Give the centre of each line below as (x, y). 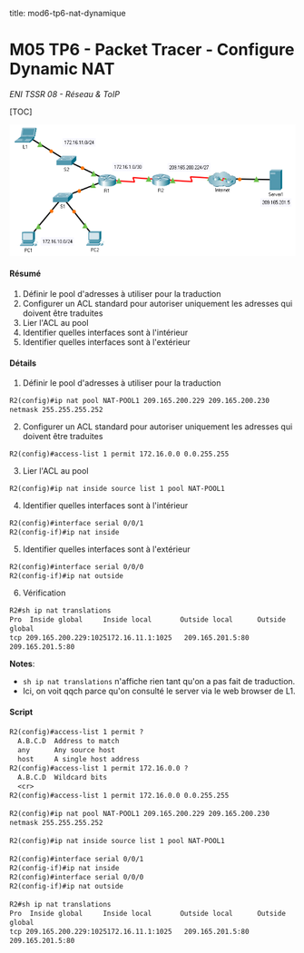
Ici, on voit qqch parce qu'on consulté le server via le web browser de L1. (159, 691)
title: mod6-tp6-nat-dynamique (68, 13)
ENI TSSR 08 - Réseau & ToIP (65, 93)
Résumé (25, 274)
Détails (23, 363)
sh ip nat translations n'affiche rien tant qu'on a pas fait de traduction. (159, 682)
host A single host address (79, 760)
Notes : (22, 664)
